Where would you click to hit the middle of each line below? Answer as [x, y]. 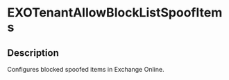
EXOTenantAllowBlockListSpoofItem [115, 13]
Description [33, 53]
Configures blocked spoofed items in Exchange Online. [86, 69]
